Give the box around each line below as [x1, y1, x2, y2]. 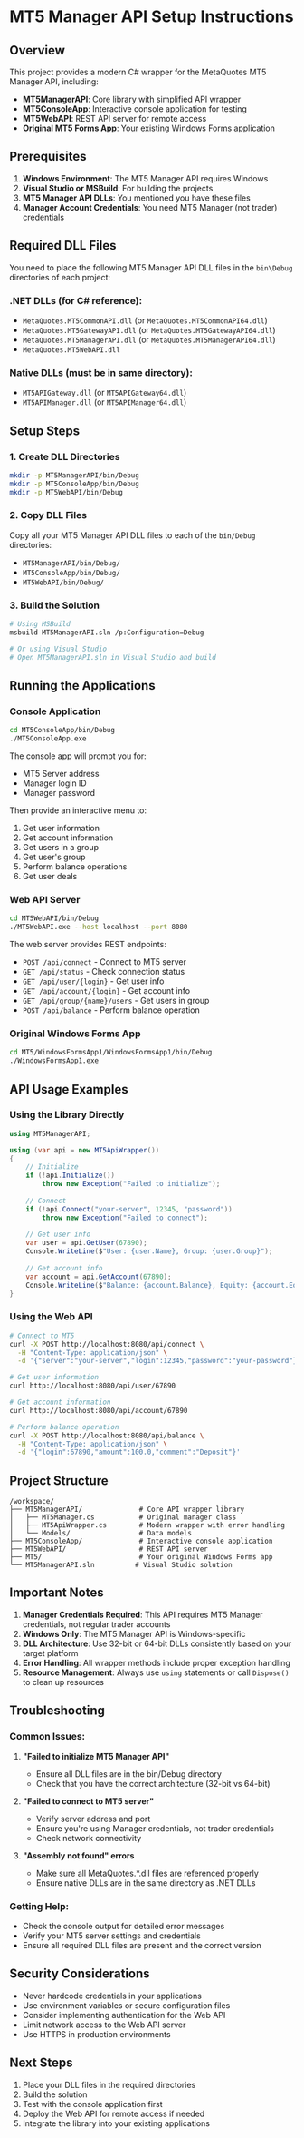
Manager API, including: [9, 76, 100, 87]
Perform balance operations [22, 861, 128, 872]
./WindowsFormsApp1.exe [9, 1056, 100, 1065]
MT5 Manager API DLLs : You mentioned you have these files [22, 192, 251, 203]
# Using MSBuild [9, 620, 71, 629]
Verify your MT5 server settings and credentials [22, 1930, 201, 1941]
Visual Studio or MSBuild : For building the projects [22, 182, 214, 193]
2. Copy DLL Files [9, 509, 88, 522]
